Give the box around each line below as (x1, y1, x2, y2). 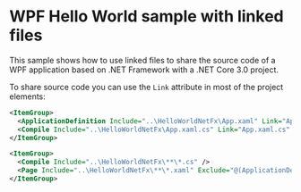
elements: (9, 91, 47, 102)
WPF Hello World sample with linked (9, 6, 284, 27)
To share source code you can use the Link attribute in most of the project (9, 81, 284, 92)
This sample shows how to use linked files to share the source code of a (9, 54, 276, 65)
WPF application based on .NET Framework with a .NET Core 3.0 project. (9, 64, 279, 75)
